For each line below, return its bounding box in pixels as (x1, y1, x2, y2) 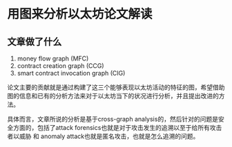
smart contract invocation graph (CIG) (17, 69, 126, 77)
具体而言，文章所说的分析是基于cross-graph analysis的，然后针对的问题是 (7, 115, 219, 123)
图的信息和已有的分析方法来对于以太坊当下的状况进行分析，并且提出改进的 (7, 92, 219, 100)
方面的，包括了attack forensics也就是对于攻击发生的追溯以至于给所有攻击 (12, 124, 222, 131)
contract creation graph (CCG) (17, 62, 105, 69)
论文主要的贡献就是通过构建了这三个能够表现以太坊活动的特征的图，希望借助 (7, 83, 225, 91)
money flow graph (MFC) (17, 54, 89, 63)
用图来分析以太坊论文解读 (7, 6, 153, 22)
